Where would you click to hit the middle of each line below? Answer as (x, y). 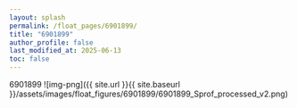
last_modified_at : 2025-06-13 (66, 51)
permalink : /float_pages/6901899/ (74, 26)
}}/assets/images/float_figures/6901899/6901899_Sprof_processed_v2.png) (148, 94)
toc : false (29, 59)
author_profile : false (51, 42)
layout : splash (37, 17)
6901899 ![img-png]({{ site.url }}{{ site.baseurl (95, 84)
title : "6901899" (41, 34)
